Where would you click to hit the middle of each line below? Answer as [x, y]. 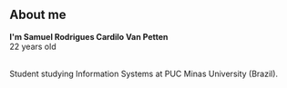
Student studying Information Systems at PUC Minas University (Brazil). [144, 73]
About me [38, 15]
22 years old [33, 46]
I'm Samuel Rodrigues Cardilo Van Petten [89, 36]
